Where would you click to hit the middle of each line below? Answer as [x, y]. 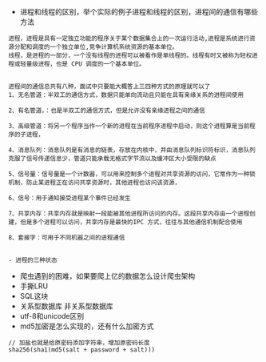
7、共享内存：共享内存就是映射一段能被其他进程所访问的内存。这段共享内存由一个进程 [129, 214]
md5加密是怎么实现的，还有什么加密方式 [87, 326]
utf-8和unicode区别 [52, 316]
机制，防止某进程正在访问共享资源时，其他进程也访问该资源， [95, 183]
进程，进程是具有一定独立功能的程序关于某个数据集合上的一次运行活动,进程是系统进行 [129, 38]
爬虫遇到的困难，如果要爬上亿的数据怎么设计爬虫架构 [107, 276]
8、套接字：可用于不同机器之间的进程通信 [67, 238]
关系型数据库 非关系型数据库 [66, 306]
